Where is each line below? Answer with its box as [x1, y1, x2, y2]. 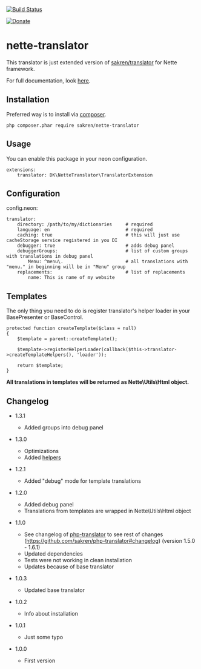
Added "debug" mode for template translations [24, 477, 141, 485]
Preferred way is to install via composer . [6, 110, 107, 118]
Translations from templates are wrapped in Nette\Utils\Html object [24, 507, 191, 514]
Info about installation [24, 610, 79, 617]
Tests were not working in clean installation [24, 557, 132, 563]
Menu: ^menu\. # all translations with [28, 258, 188, 265]
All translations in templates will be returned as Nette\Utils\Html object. [6, 378, 189, 386]
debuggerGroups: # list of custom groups [17, 248, 188, 254]
